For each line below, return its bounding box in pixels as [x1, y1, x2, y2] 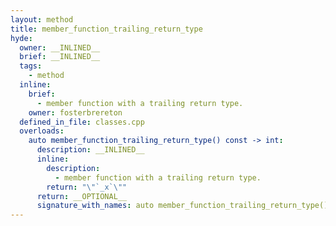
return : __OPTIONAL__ [36, 191, 128, 201]
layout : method [10, 14, 74, 25]
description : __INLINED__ [36, 145, 145, 155]
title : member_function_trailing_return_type [10, 24, 203, 34]
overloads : [19, 126, 65, 136]
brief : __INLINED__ [19, 52, 101, 62]
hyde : [10, 33, 33, 43]
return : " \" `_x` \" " [46, 182, 128, 192]
